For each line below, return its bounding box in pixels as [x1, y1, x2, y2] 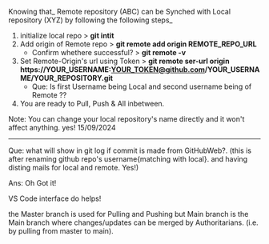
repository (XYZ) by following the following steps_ [8, 15, 173, 25]
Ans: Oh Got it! [8, 178, 57, 187]
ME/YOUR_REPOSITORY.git [19, 74, 114, 82]
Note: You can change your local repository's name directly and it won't [8, 114, 245, 123]
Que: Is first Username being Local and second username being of [31, 82, 252, 91]
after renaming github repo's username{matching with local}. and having [8, 154, 248, 163]
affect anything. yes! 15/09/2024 [8, 123, 116, 132]
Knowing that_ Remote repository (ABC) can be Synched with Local [8, 7, 231, 16]
